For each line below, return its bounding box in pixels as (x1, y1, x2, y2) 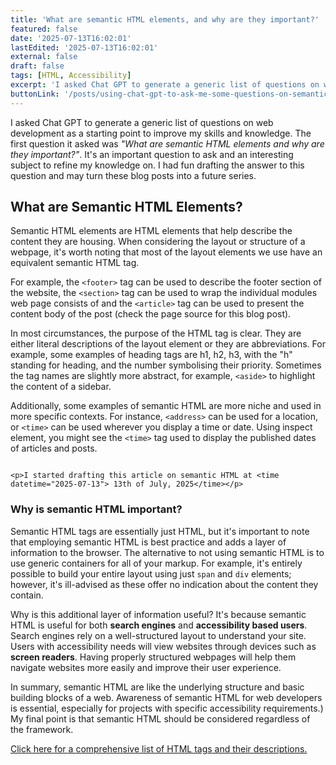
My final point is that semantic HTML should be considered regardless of (10, 712, 311, 725)
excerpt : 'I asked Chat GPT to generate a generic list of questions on (10, 80, 320, 90)
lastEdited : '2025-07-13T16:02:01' (10, 42, 159, 53)
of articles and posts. (10, 442, 98, 455)
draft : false (10, 61, 65, 71)
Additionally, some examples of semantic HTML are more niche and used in (10, 400, 322, 412)
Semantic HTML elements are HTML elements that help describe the (10, 225, 293, 237)
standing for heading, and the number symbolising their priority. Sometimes (10, 359, 322, 371)
